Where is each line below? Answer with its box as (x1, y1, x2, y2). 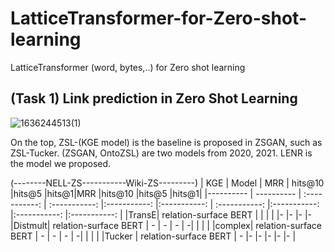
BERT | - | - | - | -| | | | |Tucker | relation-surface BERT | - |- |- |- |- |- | (10, 230, 297, 242)
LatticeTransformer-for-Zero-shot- (10, 7, 307, 30)
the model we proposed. (10, 157, 112, 169)
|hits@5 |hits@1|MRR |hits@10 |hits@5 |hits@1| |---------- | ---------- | (10, 187, 302, 199)
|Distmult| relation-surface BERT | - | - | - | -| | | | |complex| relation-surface (10, 219, 322, 231)
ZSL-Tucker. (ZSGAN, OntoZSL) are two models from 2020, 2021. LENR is (10, 147, 313, 159)
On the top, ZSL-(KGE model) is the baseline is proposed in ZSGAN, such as (10, 136, 323, 148)
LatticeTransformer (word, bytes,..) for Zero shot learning (10, 61, 246, 73)
